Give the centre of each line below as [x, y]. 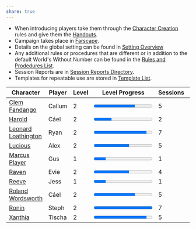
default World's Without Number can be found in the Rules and [90, 59]
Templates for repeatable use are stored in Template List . [83, 78]
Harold [18, 119]
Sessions [171, 93]
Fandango [23, 110]
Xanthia [19, 217]
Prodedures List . [34, 66]
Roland [18, 191]
